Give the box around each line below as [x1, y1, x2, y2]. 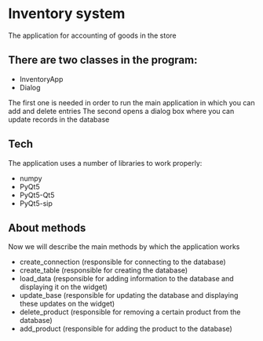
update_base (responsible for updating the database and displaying [19, 291, 239, 300]
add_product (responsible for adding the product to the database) [19, 324, 233, 334]
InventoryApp [19, 74, 64, 83]
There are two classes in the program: [8, 53, 198, 67]
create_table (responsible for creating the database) [19, 266, 188, 275]
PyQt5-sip [19, 198, 53, 208]
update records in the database [8, 115, 110, 124]
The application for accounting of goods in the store [8, 31, 177, 40]
